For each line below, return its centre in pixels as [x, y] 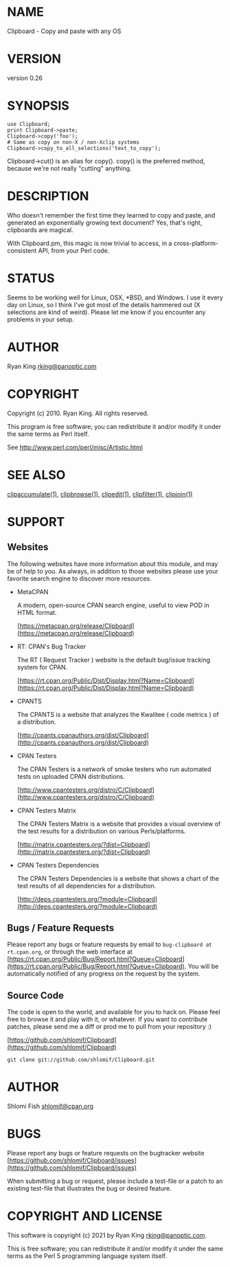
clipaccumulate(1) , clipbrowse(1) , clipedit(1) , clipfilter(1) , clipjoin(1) [100, 494]
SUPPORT [36, 522]
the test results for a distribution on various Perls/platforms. [101, 831]
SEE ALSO [36, 475]
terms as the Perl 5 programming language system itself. [87, 1256]
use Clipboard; [29, 124]
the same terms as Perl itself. [48, 434]
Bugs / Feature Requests [61, 928]
